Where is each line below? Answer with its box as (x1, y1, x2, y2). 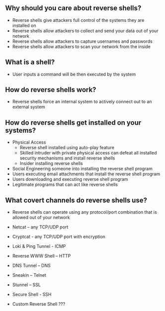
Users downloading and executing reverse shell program (12, 176, 128, 182)
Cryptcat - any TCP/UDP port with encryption (12, 233, 106, 240)
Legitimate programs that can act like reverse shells (12, 181, 118, 188)
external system (12, 104, 46, 110)
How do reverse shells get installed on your (5, 118, 142, 127)
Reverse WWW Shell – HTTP (12, 253, 71, 259)
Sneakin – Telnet (12, 272, 46, 278)
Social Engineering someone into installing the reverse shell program (12, 166, 153, 172)
